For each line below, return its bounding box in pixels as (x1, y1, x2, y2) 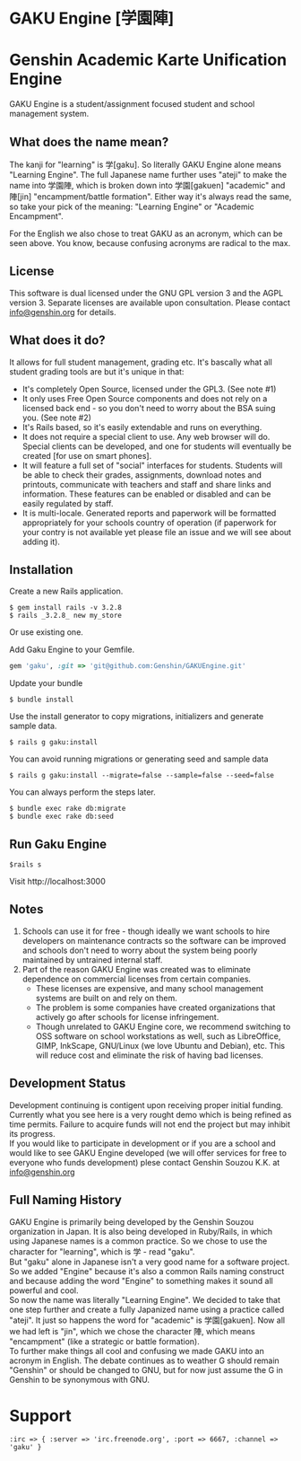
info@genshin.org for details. (9, 306, 116, 317)
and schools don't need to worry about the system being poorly (21, 945, 258, 955)
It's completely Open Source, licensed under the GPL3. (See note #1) (21, 383, 277, 394)
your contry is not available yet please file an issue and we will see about (21, 526, 292, 537)
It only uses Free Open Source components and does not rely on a (21, 392, 268, 404)
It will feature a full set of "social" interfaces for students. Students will (21, 460, 283, 471)
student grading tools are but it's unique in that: (9, 365, 185, 377)
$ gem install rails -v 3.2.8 (9, 603, 123, 612)
